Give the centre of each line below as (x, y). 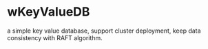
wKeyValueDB (49, 12)
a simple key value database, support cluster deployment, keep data (104, 31)
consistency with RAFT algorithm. (55, 37)
